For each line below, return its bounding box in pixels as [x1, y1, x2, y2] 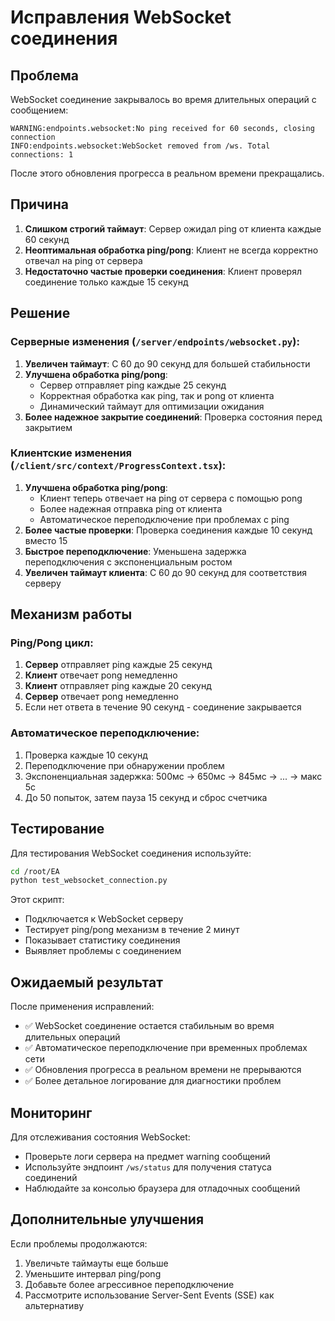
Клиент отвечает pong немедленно [24, 669, 178, 681]
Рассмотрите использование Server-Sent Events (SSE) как [24, 1289, 275, 1301]
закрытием [24, 421, 73, 433]
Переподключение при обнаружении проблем [24, 759, 225, 771]
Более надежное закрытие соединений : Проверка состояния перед [24, 411, 323, 423]
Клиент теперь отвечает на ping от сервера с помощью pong [39, 492, 303, 504]
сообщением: [10, 104, 69, 116]
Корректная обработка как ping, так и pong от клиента [39, 389, 275, 401]
